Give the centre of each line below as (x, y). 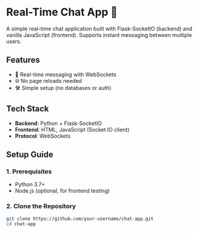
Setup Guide (30, 154)
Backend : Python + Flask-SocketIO (58, 123)
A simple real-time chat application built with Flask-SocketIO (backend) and (99, 29)
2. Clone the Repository (41, 206)
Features (23, 60)
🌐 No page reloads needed (48, 80)
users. (14, 41)
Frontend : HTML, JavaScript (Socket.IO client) (72, 129)
